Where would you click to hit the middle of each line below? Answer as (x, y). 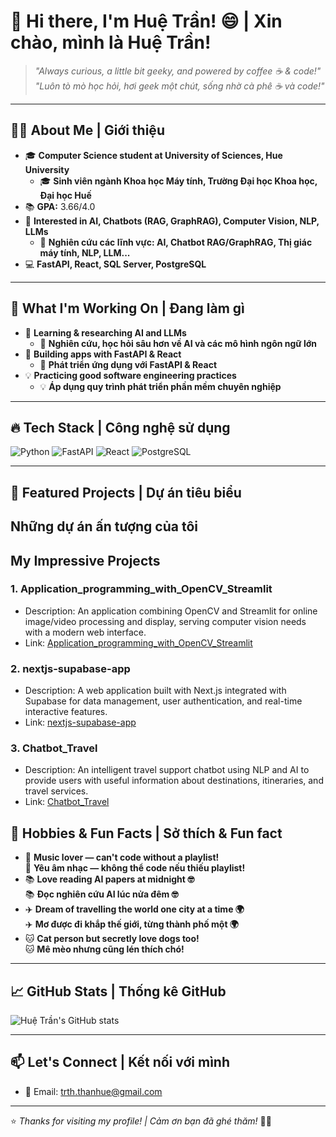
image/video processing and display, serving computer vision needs (165, 621)
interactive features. (66, 712)
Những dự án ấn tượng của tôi (104, 526)
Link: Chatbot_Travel (67, 802)
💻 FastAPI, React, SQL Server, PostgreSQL (115, 264)
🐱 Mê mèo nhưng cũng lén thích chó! (104, 949)
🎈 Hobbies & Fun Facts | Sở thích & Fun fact (146, 833)
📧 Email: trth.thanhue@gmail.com (93, 1091)
